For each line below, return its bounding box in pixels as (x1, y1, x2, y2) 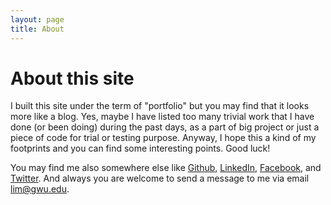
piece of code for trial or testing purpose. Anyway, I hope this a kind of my (10, 132, 317, 144)
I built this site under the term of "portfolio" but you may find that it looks (10, 100, 310, 112)
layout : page (10, 14, 65, 25)
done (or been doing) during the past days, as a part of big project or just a (10, 121, 320, 133)
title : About (10, 24, 65, 34)
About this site (10, 67, 135, 90)
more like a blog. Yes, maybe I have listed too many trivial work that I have (10, 111, 315, 123)
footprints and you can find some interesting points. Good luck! (10, 142, 271, 155)
